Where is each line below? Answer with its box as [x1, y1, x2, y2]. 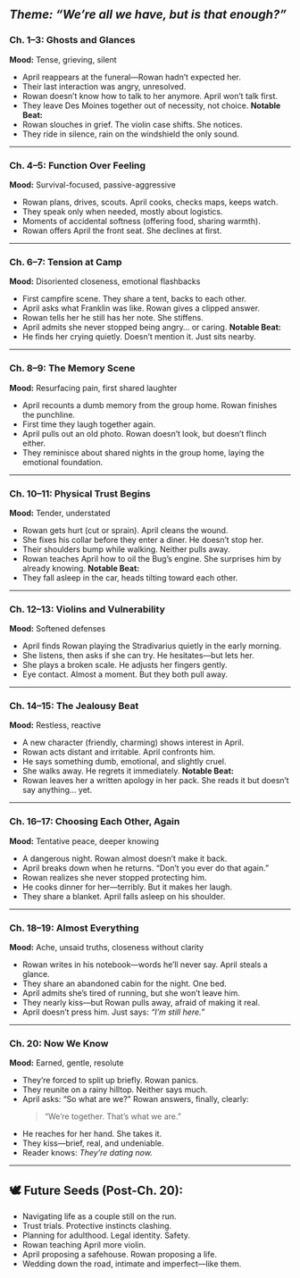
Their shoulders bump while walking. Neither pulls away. [21, 544, 230, 555]
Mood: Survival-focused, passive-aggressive [9, 179, 176, 190]
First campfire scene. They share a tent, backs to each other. [21, 294, 247, 305]
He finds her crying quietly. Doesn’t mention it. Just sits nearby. [21, 331, 256, 342]
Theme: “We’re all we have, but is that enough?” [9, 7, 287, 22]
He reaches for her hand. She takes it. [21, 1129, 162, 1140]
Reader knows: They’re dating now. [21, 1148, 154, 1158]
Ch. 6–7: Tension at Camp [9, 255, 122, 268]
